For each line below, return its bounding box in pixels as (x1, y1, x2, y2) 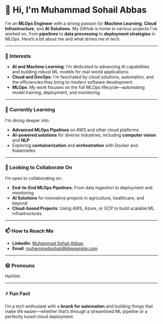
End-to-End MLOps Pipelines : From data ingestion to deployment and (12, 184, 153, 190)
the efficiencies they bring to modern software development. (12, 79, 134, 85)
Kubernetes (12, 147, 35, 153)
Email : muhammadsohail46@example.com (12, 246, 98, 252)
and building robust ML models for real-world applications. (12, 69, 130, 75)
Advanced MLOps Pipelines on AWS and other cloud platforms (12, 126, 139, 133)
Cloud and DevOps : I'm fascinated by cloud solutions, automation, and (12, 74, 154, 80)
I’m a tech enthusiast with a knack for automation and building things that (5, 303, 153, 309)
